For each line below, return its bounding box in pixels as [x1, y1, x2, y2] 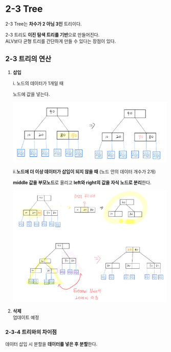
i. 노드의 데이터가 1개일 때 [12, 80, 64, 86]
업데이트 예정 [12, 314, 39, 321]
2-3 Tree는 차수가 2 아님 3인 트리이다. [5, 21, 82, 27]
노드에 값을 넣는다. [12, 91, 50, 97]
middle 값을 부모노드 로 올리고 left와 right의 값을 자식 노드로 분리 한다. [12, 179, 152, 186]
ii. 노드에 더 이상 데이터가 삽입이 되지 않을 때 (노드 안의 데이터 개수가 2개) [12, 169, 156, 175]
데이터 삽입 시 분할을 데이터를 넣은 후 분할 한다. [5, 341, 98, 347]
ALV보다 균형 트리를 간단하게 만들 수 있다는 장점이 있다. [5, 38, 116, 44]
